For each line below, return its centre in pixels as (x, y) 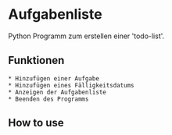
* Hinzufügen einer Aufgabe (54, 78)
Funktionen (36, 60)
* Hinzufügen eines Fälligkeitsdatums (71, 85)
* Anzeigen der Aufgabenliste (57, 92)
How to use (36, 123)
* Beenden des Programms (48, 99)
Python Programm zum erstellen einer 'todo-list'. (86, 36)
